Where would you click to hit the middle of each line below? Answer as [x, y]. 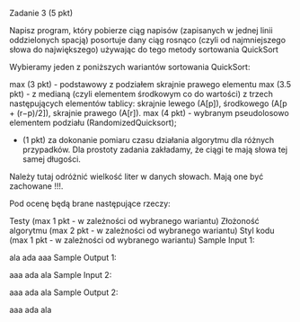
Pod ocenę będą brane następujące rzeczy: [90, 203]
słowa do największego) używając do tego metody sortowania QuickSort [144, 49]
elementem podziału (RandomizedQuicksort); [93, 122]
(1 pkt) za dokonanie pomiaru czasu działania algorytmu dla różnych [148, 140]
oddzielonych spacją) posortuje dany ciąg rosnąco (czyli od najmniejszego [147, 40]
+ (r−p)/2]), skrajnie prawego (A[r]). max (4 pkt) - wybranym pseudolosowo [149, 113]
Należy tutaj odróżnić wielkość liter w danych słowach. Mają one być [137, 176]
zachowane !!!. [36, 186]
